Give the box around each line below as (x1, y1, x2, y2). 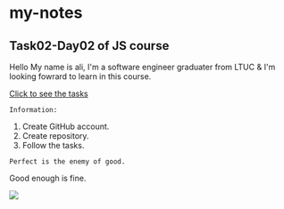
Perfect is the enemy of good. (9, 157, 126, 166)
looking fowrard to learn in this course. (9, 71, 152, 82)
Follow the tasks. (21, 141, 85, 150)
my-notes (9, 3, 83, 23)
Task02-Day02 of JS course (9, 38, 170, 53)
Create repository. (21, 131, 89, 141)
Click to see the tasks (9, 88, 88, 99)
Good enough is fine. (9, 173, 87, 183)
